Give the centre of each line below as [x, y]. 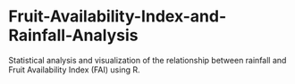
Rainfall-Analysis [73, 35]
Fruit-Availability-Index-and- [118, 17]
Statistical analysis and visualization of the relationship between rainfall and [147, 60]
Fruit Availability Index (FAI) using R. [74, 70]
